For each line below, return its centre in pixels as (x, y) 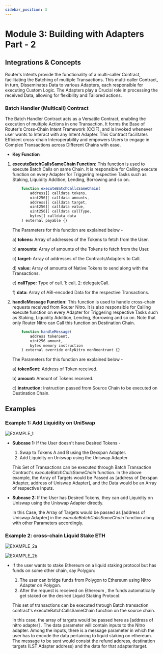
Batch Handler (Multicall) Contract (47, 108)
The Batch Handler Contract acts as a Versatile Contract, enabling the (76, 119)
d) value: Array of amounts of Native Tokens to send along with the (80, 268)
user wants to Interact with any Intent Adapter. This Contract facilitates (77, 134)
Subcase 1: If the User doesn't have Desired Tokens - (66, 443)
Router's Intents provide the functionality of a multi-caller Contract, (73, 74)
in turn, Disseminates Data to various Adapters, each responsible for (74, 85)
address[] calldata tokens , (59, 193)
